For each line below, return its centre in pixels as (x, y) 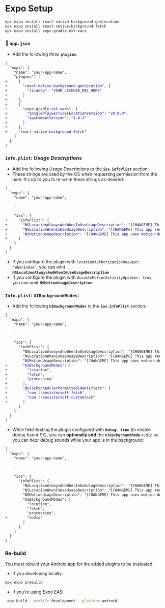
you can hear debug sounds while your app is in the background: (78, 440)
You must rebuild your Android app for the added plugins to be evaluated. (79, 564)
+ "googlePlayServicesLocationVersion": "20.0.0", (67, 114)
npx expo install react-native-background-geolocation (62, 22)
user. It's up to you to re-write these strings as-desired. (68, 179)
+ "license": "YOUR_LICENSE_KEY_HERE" (54, 91)
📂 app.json (18, 43)
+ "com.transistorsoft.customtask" (50, 397)
